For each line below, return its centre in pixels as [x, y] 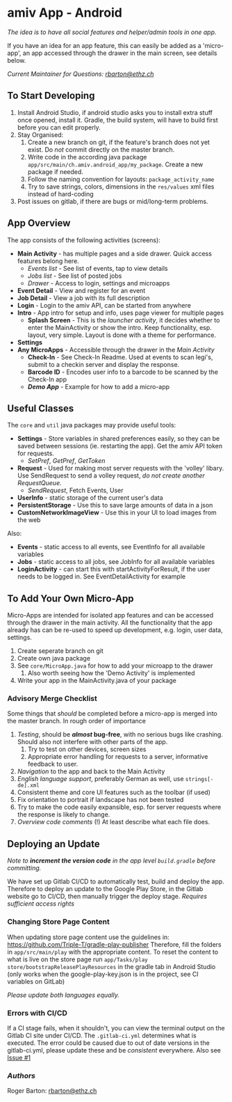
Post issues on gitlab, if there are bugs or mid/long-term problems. [113, 201]
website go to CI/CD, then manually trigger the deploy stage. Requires [107, 897]
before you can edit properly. [59, 127]
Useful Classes [41, 408]
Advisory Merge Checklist [52, 699]
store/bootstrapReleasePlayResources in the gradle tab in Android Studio [111, 966]
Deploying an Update [54, 844]
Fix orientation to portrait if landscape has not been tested [100, 800]
